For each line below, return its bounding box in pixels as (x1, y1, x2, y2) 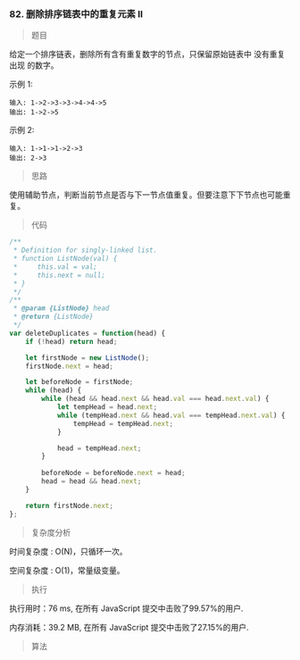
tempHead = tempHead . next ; (72, 419, 174, 428)
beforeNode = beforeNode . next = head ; (41, 469, 186, 478)
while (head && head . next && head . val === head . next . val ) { (41, 395, 270, 404)
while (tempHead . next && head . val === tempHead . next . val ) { (56, 411, 286, 420)
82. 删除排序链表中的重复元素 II (9, 7, 144, 20)
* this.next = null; (12, 271, 105, 280)
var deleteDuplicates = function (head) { (9, 329, 166, 338)
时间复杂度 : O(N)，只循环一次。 (9, 546, 128, 556)
